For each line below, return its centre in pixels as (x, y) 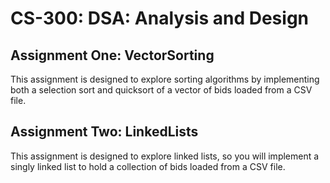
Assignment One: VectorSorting (112, 55)
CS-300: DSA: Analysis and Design (159, 18)
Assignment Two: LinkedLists (104, 132)
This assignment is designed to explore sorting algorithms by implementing (165, 79)
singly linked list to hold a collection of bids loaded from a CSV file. (148, 166)
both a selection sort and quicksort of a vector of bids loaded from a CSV (161, 90)
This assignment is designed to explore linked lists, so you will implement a (165, 156)
